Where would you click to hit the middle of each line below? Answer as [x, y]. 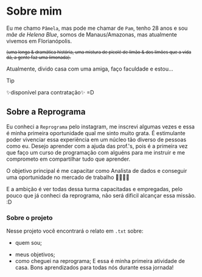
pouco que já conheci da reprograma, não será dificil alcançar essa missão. [101, 195]
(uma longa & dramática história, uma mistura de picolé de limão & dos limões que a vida [99, 52]
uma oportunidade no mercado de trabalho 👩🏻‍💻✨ [68, 177]
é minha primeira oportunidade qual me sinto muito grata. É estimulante [96, 133]
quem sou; [29, 243]
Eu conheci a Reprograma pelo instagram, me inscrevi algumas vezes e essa [100, 127]
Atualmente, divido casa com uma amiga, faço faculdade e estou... [90, 69]
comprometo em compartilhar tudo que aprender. [68, 159]
